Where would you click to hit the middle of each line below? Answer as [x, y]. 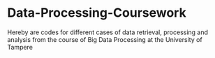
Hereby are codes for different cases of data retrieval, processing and [107, 32]
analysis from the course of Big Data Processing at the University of [105, 39]
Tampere [20, 47]
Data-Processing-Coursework [97, 13]
